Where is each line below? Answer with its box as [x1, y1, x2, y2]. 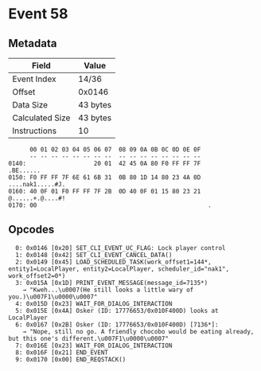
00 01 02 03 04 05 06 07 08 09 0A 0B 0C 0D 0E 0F [29, 146, 201, 154]
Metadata [8, 37, 57, 50]
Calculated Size [12, 112, 71, 123]
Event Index [12, 73, 56, 84]
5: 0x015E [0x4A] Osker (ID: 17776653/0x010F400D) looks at [15, 307, 219, 314]
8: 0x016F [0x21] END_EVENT [15, 348, 109, 357]
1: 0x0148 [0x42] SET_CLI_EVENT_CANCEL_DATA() [15, 251, 173, 259]
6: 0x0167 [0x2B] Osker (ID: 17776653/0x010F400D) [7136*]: [15, 320, 219, 329]
